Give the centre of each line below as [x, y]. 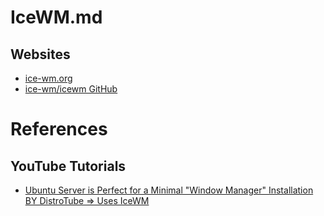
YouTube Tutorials [68, 166]
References [59, 129]
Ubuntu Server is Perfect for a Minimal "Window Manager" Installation [169, 190]
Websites [40, 54]
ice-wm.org [48, 78]
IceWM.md [56, 17]
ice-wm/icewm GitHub [71, 89]
